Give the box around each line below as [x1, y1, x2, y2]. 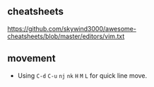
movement [7, 52, 56, 64]
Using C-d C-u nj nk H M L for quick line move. [17, 71, 148, 80]
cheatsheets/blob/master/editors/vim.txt [7, 32, 125, 40]
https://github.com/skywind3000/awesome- [7, 24, 136, 33]
